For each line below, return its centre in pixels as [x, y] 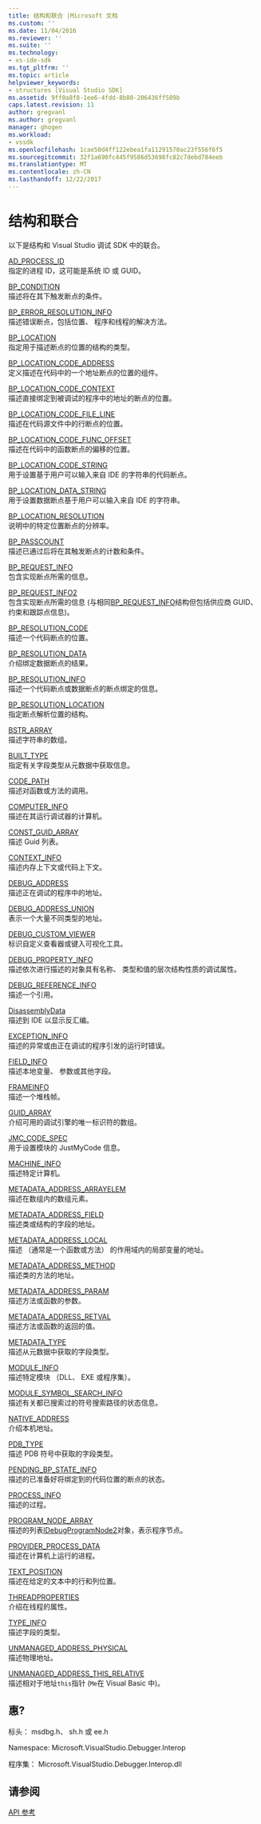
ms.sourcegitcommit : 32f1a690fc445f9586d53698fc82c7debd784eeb [116, 157]
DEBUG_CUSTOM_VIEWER [52, 934]
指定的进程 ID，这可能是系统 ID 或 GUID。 [77, 270]
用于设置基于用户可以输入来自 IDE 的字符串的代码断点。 [100, 474]
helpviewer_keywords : [44, 82]
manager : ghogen [35, 127]
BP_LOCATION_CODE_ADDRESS [61, 363]
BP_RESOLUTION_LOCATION [57, 704]
